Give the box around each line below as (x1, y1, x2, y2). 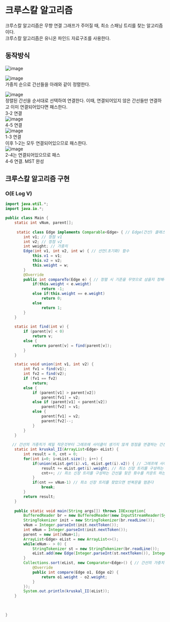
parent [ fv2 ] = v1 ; (41, 404, 80, 409)
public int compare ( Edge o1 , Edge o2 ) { (32, 570, 119, 575)
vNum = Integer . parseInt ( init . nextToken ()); (23, 522, 119, 528)
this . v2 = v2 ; (32, 258, 62, 263)
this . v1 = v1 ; (32, 253, 62, 258)
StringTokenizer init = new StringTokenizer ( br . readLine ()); (23, 518, 155, 523)
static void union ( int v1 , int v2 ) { (14, 362, 94, 367)
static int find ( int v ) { (14, 324, 69, 330)
